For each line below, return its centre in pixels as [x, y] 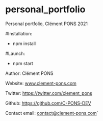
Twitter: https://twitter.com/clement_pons [49, 93]
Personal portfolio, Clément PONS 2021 [47, 24]
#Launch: [15, 53]
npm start [23, 63]
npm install [24, 43]
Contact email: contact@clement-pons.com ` [52, 113]
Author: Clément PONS [29, 73]
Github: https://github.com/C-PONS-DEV [48, 103]
